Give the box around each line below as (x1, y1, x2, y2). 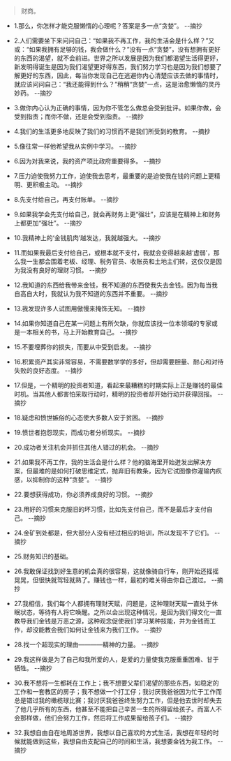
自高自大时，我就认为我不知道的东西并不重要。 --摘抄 (13, 290, 169, 297)
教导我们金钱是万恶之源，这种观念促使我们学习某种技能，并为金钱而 (13, 617, 210, 625)
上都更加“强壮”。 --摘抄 (13, 219, 82, 227)
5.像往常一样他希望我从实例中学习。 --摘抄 (13, 142, 137, 150)
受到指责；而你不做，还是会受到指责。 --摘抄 (13, 112, 144, 121)
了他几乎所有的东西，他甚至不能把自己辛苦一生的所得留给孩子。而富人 (13, 705, 216, 713)
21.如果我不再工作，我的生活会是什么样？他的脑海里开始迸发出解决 (13, 458, 206, 466)
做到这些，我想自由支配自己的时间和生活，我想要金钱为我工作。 (32, 737, 216, 746)
